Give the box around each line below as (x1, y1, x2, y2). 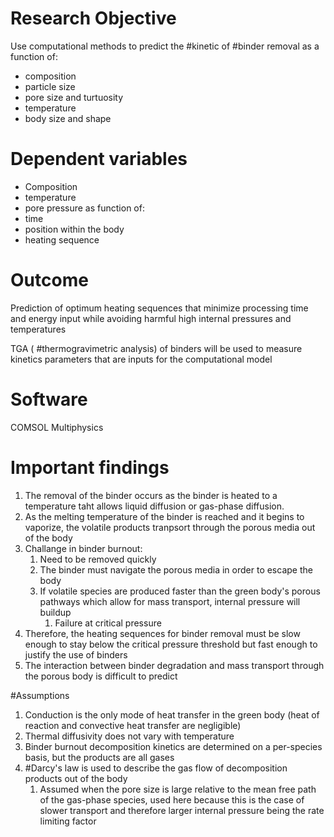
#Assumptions (10, 689, 70, 701)
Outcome (10, 269, 89, 292)
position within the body (24, 223, 125, 235)
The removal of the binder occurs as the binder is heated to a (24, 489, 278, 501)
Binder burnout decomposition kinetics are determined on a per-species (24, 740, 323, 752)
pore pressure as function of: (24, 202, 145, 214)
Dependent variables (10, 148, 188, 171)
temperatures (10, 323, 67, 335)
